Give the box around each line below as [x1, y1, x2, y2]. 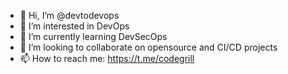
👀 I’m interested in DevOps [19, 20, 130, 32]
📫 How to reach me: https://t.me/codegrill [19, 53, 195, 64]
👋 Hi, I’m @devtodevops [19, 10, 120, 21]
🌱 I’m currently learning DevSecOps [19, 31, 168, 42]
